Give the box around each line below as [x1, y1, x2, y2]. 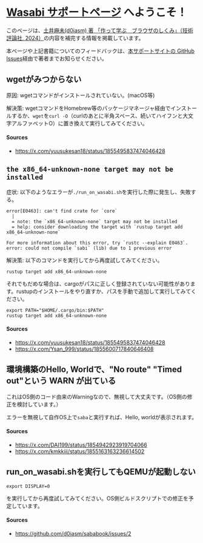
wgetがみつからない [6, 74, 82, 85]
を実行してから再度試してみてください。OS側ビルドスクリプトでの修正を [6, 494, 189, 502]
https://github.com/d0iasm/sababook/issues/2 [15, 530, 131, 537]
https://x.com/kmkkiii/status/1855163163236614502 [15, 447, 145, 455]
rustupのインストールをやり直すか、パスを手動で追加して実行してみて [16, 288, 191, 295]
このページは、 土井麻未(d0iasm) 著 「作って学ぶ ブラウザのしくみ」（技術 [6, 27, 193, 34]
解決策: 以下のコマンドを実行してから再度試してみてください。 [6, 256, 163, 264]
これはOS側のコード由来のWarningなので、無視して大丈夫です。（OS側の [6, 393, 187, 400]
